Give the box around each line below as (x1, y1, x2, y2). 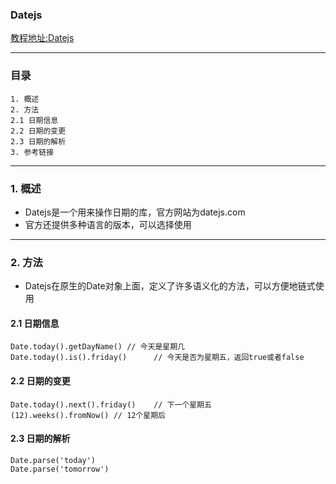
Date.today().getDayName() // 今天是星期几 (10, 342, 185, 352)
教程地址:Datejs (10, 32, 75, 44)
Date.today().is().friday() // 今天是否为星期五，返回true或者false (10, 353, 305, 363)
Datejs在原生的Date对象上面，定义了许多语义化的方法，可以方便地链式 (24, 280, 316, 292)
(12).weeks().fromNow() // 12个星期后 (10, 410, 167, 420)
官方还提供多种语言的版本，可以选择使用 (24, 218, 192, 230)
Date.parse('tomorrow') (10, 464, 110, 474)
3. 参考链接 (10, 147, 55, 157)
